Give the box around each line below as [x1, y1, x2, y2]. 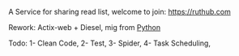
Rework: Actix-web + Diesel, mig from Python [8, 23, 161, 32]
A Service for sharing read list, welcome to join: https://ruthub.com [8, 7, 231, 16]
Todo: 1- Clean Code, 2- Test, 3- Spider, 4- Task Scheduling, [8, 38, 211, 48]
